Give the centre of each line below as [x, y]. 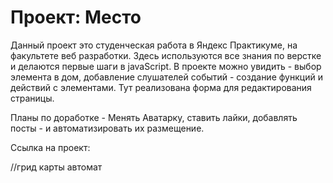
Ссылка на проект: [50, 147]
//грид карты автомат [56, 167]
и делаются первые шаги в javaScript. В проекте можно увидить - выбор [166, 66]
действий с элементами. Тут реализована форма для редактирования [161, 87]
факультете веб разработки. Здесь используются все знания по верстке [166, 55]
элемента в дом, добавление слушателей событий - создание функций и [166, 77]
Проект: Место [76, 17]
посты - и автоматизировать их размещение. [107, 128]
